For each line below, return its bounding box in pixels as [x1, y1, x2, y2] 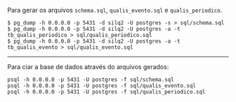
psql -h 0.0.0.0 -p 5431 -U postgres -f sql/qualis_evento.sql [7, 82, 197, 89]
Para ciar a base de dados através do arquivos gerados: [7, 63, 169, 71]
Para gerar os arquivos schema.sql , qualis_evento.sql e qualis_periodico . [7, 6, 223, 14]
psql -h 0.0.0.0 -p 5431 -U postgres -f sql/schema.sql [7, 76, 174, 83]
